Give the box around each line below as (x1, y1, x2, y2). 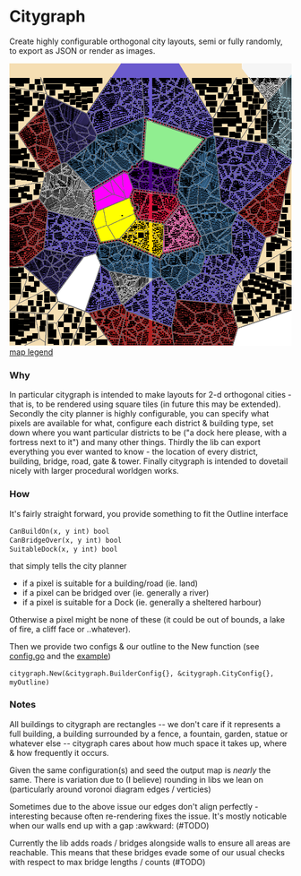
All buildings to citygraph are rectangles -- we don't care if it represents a (9, 718, 280, 729)
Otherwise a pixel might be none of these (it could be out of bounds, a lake (9, 614, 285, 624)
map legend (9, 347, 54, 357)
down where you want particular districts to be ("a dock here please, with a (9, 427, 288, 438)
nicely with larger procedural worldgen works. (9, 466, 179, 477)
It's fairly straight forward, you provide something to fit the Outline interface (9, 508, 288, 519)
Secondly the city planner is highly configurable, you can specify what (9, 408, 270, 419)
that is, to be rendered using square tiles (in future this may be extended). (9, 399, 281, 409)
